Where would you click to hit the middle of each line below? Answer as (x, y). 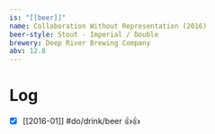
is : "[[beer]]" (38, 18)
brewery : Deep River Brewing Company (80, 43)
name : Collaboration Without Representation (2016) (108, 26)
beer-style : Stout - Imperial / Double (84, 34)
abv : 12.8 (28, 51)
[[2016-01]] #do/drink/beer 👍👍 (81, 121)
